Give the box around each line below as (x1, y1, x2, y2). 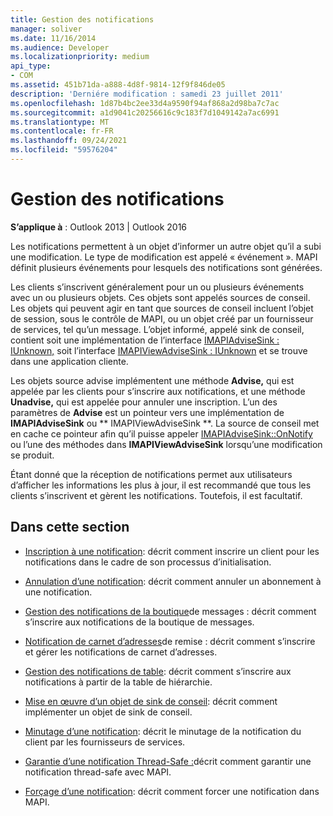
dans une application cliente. (10, 355, 129, 367)
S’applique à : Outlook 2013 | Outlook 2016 (10, 221, 188, 233)
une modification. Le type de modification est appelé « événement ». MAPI (10, 251, 318, 263)
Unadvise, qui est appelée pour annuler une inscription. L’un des (10, 396, 278, 408)
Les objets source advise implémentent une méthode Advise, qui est (10, 374, 295, 386)
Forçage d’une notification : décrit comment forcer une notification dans (24, 785, 320, 797)
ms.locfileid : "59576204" (10, 145, 118, 155)
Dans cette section (10, 519, 130, 536)
